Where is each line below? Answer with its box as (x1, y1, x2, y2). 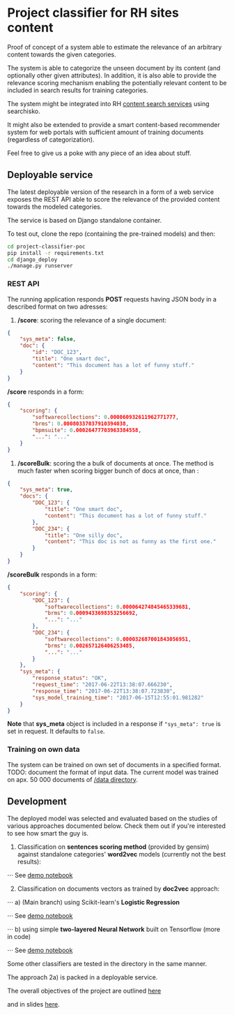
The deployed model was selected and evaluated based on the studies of (7, 814, 218, 822)
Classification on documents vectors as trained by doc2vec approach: (17, 884, 220, 893)
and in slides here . (7, 1000, 61, 1008)
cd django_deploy (7, 256, 58, 263)
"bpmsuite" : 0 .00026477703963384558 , (32, 427, 141, 434)
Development (7, 796, 68, 808)
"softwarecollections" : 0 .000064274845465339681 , (44, 603, 192, 610)
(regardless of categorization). (7, 135, 95, 144)
